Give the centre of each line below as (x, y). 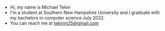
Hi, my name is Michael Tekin (40, 7)
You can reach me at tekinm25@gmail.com (54, 23)
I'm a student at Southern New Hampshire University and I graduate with (85, 12)
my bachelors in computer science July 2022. (57, 18)
